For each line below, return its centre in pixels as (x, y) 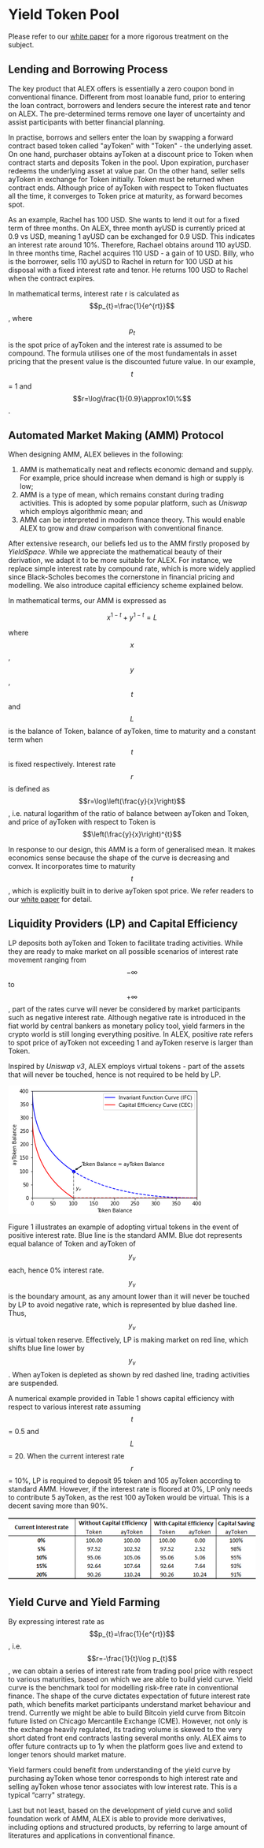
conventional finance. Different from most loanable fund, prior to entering (127, 97)
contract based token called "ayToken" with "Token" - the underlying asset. (130, 145)
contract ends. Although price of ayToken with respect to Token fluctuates (128, 188)
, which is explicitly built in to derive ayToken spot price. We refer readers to (131, 891)
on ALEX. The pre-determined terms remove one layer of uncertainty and (127, 114)
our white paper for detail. (50, 900)
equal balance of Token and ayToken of (72, 1243)
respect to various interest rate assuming (75, 1407)
